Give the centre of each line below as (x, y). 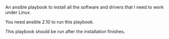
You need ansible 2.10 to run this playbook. (50, 22)
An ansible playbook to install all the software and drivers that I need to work (84, 7)
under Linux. (18, 12)
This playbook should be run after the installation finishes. (65, 31)
